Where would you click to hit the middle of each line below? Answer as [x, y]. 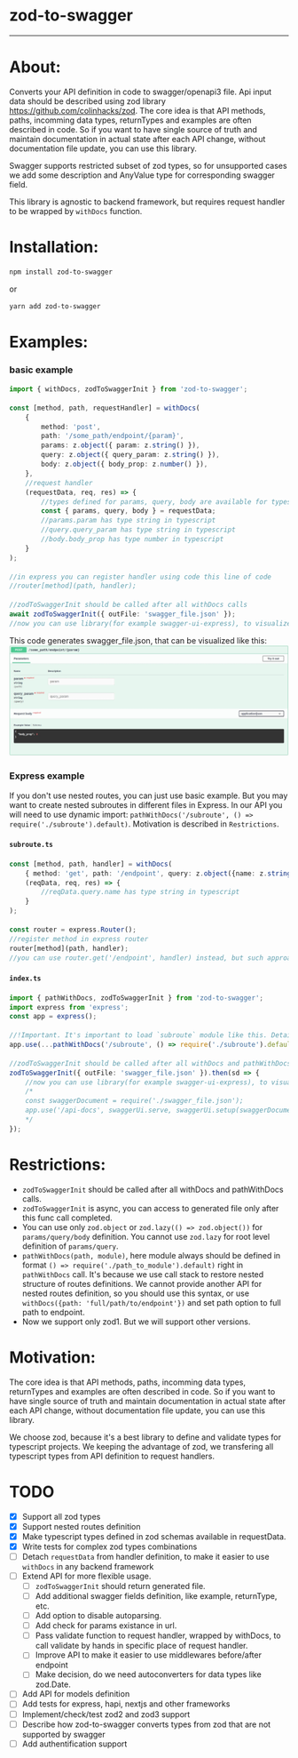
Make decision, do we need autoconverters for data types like [148, 1674]
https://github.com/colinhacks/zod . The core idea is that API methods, [137, 110]
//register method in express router [79, 939]
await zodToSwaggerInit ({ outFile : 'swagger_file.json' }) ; [123, 614]
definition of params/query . [70, 1246]
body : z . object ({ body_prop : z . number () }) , [125, 464]
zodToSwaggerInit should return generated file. [120, 1586]
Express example [47, 776]
